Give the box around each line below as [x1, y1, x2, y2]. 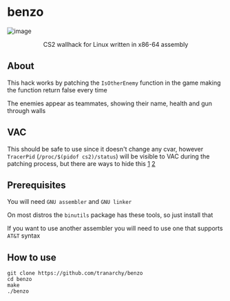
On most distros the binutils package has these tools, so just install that [7, 211, 213, 219]
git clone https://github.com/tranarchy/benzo [7, 270, 143, 277]
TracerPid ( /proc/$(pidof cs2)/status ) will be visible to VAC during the [7, 152, 210, 160]
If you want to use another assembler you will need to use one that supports [7, 225, 223, 233]
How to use [7, 251, 56, 263]
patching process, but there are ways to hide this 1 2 [7, 159, 156, 167]
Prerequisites [7, 179, 66, 191]
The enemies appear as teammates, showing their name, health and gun [7, 99, 212, 107]
